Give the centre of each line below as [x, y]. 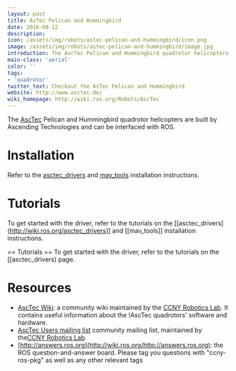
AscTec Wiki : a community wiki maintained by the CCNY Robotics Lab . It [123, 307]
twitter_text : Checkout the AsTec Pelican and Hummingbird [96, 86]
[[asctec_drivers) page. [41, 259]
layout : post [26, 14]
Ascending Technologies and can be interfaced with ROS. [91, 127]
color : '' [22, 66]
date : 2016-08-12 [33, 27]
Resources [40, 288]
